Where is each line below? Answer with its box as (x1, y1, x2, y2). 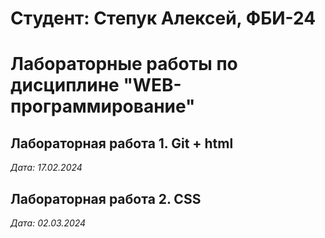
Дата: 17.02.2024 (10, 162, 83, 174)
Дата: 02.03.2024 (10, 217, 87, 229)
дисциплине (10, 74, 120, 97)
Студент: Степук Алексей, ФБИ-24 (10, 7, 317, 30)
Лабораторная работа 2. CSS (10, 190, 202, 207)
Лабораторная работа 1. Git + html (10, 135, 234, 152)
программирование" (10, 95, 196, 118)
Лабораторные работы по (10, 53, 238, 76)
